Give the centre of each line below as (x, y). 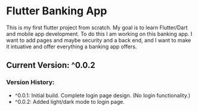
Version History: (30, 82)
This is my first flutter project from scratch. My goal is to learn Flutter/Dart (97, 27)
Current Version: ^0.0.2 (51, 65)
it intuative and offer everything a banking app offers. (72, 47)
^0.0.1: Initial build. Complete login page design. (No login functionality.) (103, 95)
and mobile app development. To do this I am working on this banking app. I (99, 33)
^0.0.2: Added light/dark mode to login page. (70, 101)
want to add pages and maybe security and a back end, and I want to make (99, 40)
